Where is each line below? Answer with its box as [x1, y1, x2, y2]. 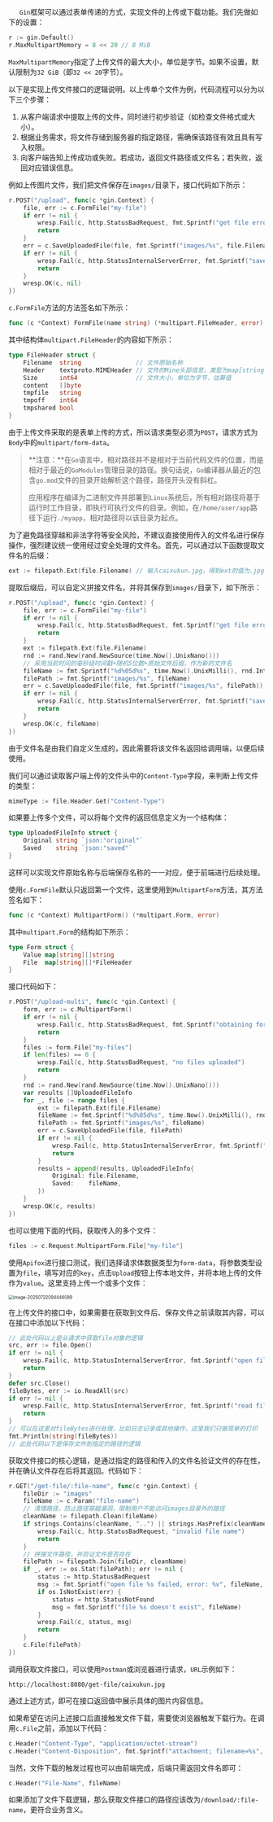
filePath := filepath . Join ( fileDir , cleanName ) [23, 1557, 187, 1566]
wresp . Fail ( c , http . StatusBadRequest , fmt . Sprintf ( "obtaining [37, 1020, 253, 1028]
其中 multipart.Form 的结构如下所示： [8, 926, 132, 936]
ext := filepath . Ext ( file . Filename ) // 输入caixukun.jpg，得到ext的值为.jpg [8, 567, 265, 575]
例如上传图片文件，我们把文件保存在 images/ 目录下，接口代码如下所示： [8, 180, 248, 190]
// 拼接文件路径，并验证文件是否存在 [23, 1550, 132, 1558]
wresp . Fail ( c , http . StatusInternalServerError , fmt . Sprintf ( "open [23, 1356, 253, 1365]
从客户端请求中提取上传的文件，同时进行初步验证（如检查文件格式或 [19, 112, 249, 121]
